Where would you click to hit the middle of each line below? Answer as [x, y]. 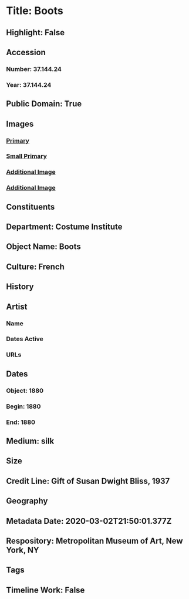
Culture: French [35, 266]
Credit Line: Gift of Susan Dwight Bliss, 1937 [88, 481]
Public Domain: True [44, 104]
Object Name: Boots [43, 247]
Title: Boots [35, 11]
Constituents [31, 207]
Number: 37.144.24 [34, 69]
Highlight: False [36, 33]
